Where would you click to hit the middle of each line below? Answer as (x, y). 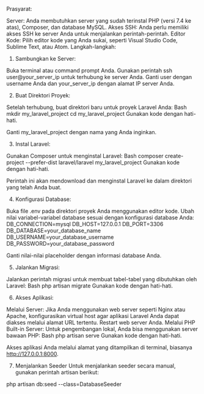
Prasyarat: (19, 9)
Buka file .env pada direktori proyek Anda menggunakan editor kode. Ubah (100, 211)
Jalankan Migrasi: (37, 267)
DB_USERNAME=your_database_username (60, 237)
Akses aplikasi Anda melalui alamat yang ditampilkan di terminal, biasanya (99, 347)
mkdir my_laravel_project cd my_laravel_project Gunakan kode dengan (95, 114)
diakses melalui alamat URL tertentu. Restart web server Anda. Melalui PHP (101, 322)
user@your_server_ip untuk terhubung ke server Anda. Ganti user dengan (99, 77)
